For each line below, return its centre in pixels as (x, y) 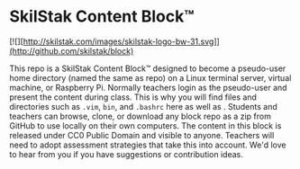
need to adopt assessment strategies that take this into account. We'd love (148, 145)
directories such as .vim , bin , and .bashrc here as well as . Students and (143, 106)
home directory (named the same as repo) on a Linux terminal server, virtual (150, 77)
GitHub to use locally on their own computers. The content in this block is (145, 125)
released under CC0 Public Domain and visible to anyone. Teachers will (142, 135)
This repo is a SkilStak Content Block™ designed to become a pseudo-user (148, 68)
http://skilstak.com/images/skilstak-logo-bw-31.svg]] (122, 41)
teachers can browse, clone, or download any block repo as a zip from (141, 116)
